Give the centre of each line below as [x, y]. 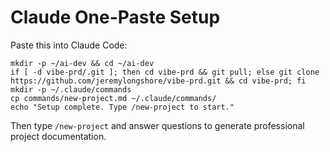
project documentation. [58, 136]
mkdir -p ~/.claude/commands [71, 89]
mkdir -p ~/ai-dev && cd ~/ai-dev [82, 63]
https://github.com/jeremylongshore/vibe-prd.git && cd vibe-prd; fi [158, 81]
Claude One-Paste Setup [115, 17]
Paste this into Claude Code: [69, 45]
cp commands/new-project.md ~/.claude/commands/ [113, 98]
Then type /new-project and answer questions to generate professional [157, 125]
